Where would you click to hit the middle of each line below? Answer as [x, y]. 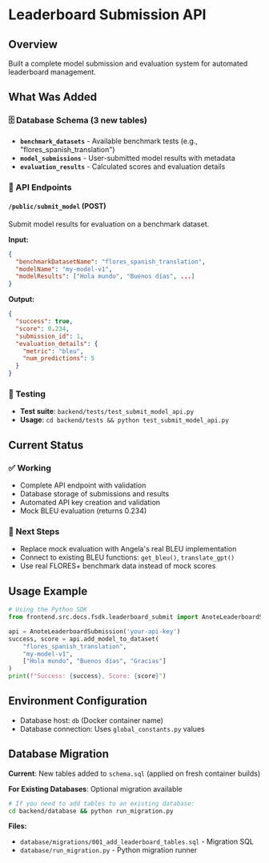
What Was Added [53, 97]
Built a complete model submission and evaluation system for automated [128, 63]
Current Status [46, 445]
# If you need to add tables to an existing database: [102, 803]
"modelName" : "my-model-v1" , [64, 269]
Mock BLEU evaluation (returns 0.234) [83, 511]
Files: [18, 826]
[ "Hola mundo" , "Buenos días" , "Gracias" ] [94, 661]
